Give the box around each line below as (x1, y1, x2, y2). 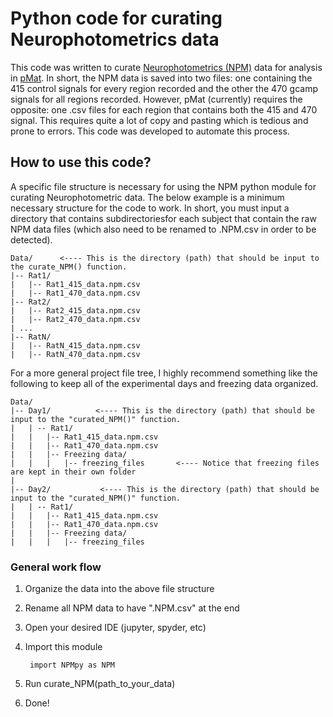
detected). (10, 233, 53, 246)
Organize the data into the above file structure (24, 583, 215, 595)
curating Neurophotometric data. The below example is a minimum (10, 191, 285, 203)
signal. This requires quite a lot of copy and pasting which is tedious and (10, 114, 309, 126)
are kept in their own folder (10, 467, 137, 477)
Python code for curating (10, 7, 223, 30)
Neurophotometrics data (10, 28, 220, 51)
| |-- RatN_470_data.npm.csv (10, 349, 141, 359)
